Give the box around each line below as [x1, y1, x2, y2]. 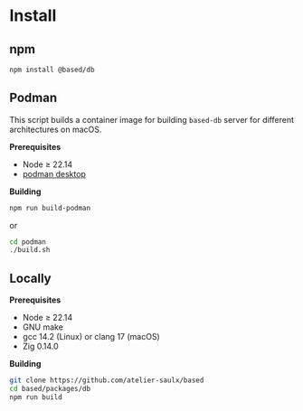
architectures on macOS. [9, 124, 102, 135]
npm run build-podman [9, 203, 91, 212]
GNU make [22, 322, 63, 332]
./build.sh [9, 246, 51, 255]
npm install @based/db [9, 65, 95, 74]
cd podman [9, 237, 47, 247]
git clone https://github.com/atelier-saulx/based [9, 376, 204, 385]
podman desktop [22, 168, 86, 179]
